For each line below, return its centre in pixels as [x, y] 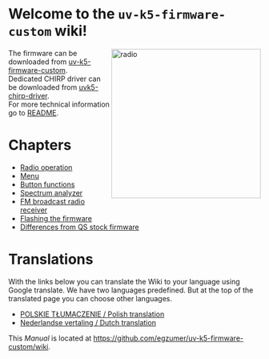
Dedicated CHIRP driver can [55, 79]
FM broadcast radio [52, 201]
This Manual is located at [50, 338]
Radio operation [46, 167]
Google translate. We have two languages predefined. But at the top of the [131, 290]
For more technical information [59, 104]
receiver [34, 210]
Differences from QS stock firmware [79, 227]
